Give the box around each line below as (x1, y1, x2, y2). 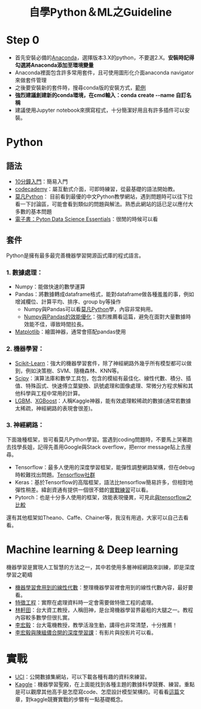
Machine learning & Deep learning (6, 543, 178, 556)
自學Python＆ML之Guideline (29, 5, 172, 19)
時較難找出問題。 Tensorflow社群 (14, 471, 96, 478)
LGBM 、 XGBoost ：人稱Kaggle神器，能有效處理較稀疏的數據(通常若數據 (14, 397, 191, 404)
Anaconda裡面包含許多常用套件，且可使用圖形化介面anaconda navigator (14, 69, 194, 76)
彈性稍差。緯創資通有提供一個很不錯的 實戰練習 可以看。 (14, 486, 151, 493)
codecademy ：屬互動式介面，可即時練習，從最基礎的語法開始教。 (14, 186, 178, 193)
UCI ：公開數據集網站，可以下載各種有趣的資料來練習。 (14, 673, 151, 680)
